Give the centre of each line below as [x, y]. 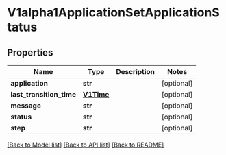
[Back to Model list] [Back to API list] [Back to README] [86, 145]
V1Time [96, 94]
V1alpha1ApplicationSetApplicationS [114, 13]
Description [136, 72]
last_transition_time [43, 94]
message [26, 106]
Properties [30, 52]
